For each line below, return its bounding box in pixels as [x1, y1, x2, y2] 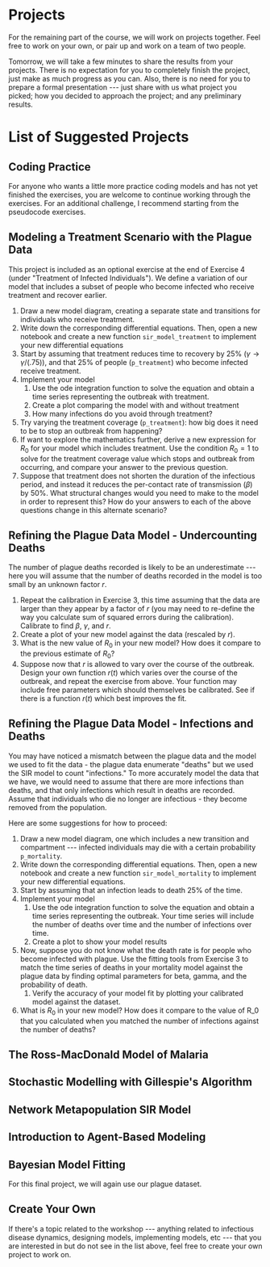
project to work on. [8, 1249, 72, 1259]
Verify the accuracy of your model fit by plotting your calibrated [31, 988, 243, 998]
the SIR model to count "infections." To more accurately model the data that [8, 768, 260, 778]
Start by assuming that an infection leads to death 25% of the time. [19, 885, 243, 895]
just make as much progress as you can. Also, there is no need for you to [8, 73, 251, 83]
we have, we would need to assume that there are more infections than [8, 777, 244, 787]
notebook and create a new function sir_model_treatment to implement [19, 331, 256, 341]
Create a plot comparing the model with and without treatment [31, 400, 239, 409]
